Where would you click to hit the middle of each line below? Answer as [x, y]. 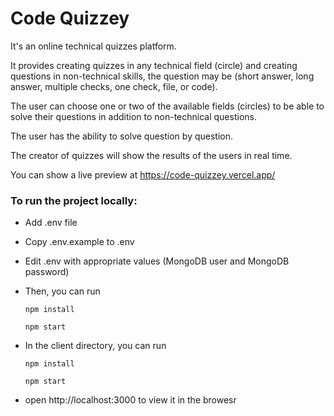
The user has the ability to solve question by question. [122, 136]
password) [47, 272]
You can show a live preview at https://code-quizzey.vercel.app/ [143, 174]
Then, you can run [62, 291]
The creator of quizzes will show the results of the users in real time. [151, 155]
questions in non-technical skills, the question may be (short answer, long [162, 76]
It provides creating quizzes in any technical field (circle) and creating [154, 65]
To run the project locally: [74, 200]
